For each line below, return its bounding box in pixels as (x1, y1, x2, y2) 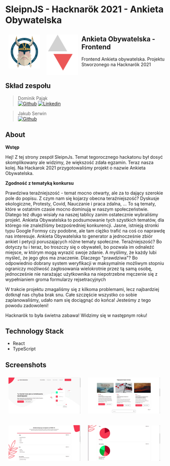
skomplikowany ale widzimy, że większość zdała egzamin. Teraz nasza (5, 159, 154, 165)
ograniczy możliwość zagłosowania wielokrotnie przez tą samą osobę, (5, 266, 153, 272)
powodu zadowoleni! (5, 302, 49, 308)
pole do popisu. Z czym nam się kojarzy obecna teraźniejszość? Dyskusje (5, 195, 160, 201)
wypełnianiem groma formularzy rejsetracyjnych (5, 276, 107, 282)
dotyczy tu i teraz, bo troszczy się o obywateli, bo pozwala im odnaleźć (5, 244, 155, 250)
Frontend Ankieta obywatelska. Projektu (81, 56, 165, 62)
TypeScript (12, 346, 36, 352)
